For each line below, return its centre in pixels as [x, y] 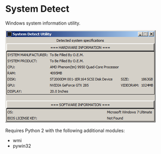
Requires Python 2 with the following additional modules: [65, 130]
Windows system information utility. [43, 23]
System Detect [38, 9]
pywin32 [22, 146]
